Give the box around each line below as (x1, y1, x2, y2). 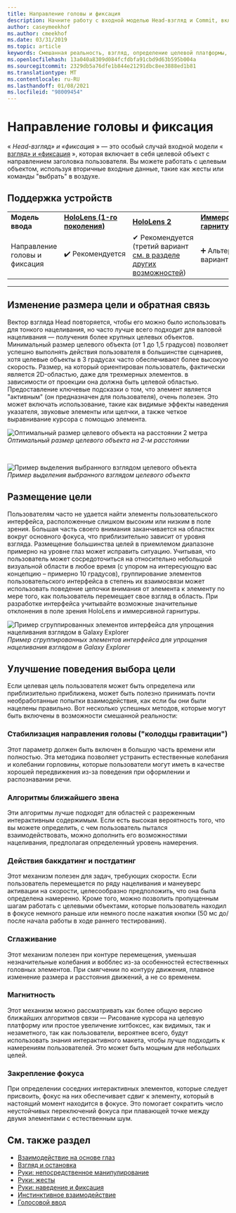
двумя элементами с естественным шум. (7, 1115, 133, 1123)
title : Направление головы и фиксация (7, 10, 121, 18)
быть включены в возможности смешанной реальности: (7, 711, 178, 720)
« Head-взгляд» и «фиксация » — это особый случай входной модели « (7, 142, 223, 151)
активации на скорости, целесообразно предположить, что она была (7, 887, 216, 895)
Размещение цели (7, 491, 92, 503)
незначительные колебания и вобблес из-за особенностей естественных (7, 957, 229, 966)
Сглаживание (7, 934, 57, 944)
